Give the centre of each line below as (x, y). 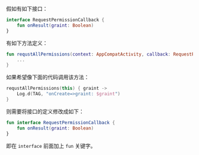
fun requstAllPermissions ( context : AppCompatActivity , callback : (88, 54)
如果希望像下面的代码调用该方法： (48, 77)
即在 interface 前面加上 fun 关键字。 (51, 146)
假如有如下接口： (27, 9)
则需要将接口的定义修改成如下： (45, 111)
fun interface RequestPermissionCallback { (61, 122)
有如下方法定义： (27, 43)
